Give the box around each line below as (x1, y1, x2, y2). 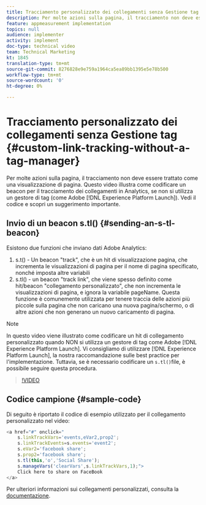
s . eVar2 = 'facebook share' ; (17, 446, 86, 452)
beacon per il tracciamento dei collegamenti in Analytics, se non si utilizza (6, 187, 193, 195)
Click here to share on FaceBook (17, 469, 103, 475)
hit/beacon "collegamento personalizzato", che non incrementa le (15, 282, 181, 289)
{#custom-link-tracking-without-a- (6, 141, 191, 155)
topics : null (6, 26, 40, 33)
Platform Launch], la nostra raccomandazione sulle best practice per (6, 351, 180, 359)
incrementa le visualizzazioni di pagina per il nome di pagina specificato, (15, 262, 199, 270)
